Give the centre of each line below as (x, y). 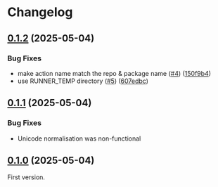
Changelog (40, 12)
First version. (26, 177)
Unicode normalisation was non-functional (79, 138)
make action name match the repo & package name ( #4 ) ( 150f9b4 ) (114, 73)
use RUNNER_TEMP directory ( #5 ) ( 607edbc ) (83, 81)
